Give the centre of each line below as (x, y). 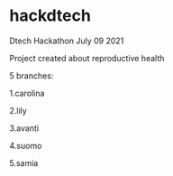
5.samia (24, 162)
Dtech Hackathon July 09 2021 (67, 41)
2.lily (18, 110)
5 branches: (32, 75)
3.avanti (24, 128)
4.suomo (26, 145)
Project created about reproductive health (87, 58)
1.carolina (27, 93)
